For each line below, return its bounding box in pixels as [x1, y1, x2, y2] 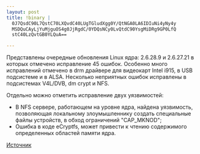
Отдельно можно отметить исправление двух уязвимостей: [6, 92, 164, 99]
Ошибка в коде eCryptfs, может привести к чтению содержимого [15, 123, 187, 130]
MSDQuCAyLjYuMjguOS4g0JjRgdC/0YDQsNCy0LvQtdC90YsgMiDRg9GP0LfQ [12, 26, 176, 32]
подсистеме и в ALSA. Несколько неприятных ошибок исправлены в [6, 73, 187, 81]
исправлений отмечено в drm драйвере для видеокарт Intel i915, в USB [6, 67, 193, 74]
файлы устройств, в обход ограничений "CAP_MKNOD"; [15, 117, 162, 124]
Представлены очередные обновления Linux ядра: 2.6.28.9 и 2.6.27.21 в [6, 54, 194, 61]
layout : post [6, 9, 40, 15]
